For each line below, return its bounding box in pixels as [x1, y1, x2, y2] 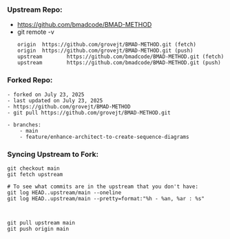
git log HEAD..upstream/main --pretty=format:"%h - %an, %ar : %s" [7, 195, 205, 202]
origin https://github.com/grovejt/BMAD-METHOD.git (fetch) [17, 41, 197, 48]
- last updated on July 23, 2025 [7, 97, 103, 104]
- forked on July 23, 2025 [7, 91, 85, 98]
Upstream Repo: [7, 5, 63, 15]
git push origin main [7, 225, 70, 232]
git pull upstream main [7, 219, 76, 226]
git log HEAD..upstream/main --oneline [7, 189, 122, 196]
